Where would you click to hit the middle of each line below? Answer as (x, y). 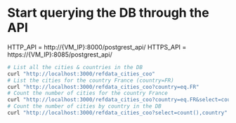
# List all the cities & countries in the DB (75, 67)
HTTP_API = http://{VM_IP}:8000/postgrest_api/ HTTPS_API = (97, 47)
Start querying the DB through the (108, 13)
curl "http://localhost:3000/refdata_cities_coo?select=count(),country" (118, 113)
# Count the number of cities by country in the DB (84, 106)
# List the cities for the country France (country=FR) (91, 80)
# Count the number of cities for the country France (88, 93)
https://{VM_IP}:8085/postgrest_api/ (60, 55)
